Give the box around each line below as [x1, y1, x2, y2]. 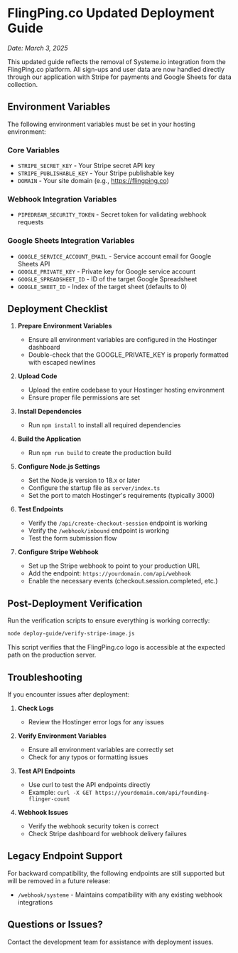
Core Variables [7, 145, 60, 155]
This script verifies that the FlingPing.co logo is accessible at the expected [7, 643, 225, 652]
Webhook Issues [17, 808, 69, 816]
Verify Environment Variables [17, 731, 107, 740]
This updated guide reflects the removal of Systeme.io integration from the [7, 57, 226, 66]
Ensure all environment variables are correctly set [28, 745, 174, 754]
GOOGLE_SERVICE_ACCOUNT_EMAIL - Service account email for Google [17, 251, 212, 261]
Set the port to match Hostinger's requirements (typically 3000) [28, 491, 215, 500]
